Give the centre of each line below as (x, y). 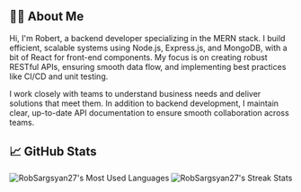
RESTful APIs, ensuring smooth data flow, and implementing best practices (148, 66)
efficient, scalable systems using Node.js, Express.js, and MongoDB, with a (148, 48)
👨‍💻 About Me (47, 17)
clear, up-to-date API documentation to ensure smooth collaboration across (149, 112)
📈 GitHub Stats (53, 152)
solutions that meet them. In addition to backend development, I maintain (144, 103)
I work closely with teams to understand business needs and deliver (135, 93)
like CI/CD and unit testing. (59, 76)
